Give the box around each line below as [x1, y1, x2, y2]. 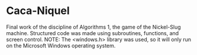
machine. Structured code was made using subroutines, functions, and [6, 29, 179, 36]
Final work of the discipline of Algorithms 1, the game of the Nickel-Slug [6, 23, 181, 30]
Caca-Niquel [6, 4, 70, 18]
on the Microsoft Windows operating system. [6, 42, 116, 49]
